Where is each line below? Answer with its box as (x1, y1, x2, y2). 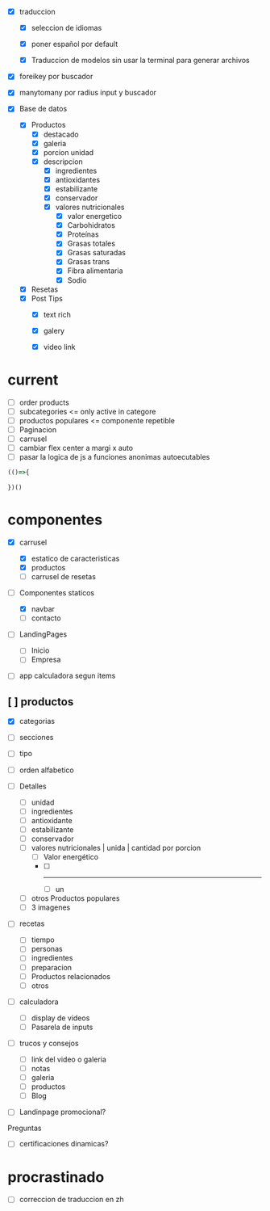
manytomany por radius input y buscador (19, 88, 157, 98)
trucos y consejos (19, 1038, 79, 1048)
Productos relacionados (31, 971, 110, 981)
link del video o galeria (31, 1054, 106, 1064)
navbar (31, 604, 56, 614)
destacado (43, 129, 79, 139)
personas (31, 944, 63, 954)
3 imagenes (31, 902, 71, 912)
